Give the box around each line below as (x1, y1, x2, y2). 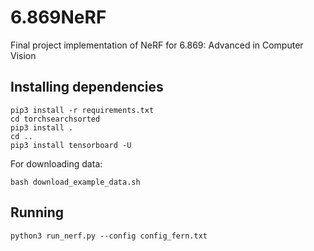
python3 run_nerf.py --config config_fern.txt (10, 231, 208, 241)
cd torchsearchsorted (10, 114, 101, 124)
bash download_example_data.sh (10, 177, 141, 187)
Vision (10, 49, 37, 61)
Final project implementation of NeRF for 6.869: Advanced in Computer (10, 39, 304, 51)
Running (10, 204, 65, 221)
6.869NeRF (10, 6, 107, 29)
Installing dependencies (10, 79, 164, 96)
